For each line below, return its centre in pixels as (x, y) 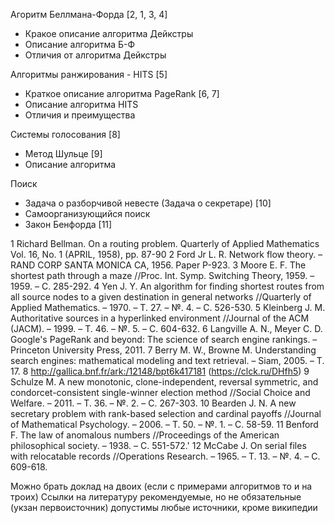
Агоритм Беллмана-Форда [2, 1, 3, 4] (89, 14)
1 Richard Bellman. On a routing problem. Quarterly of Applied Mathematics (165, 243)
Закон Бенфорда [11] (68, 224)
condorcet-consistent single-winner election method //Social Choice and (160, 392)
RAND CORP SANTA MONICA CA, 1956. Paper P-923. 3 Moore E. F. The (158, 265)
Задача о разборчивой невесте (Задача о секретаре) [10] (148, 203)
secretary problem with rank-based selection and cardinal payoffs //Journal (166, 413)
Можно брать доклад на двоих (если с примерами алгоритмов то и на (161, 486)
